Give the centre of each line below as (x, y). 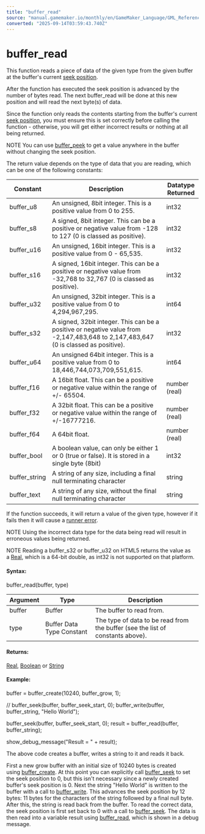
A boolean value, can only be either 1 (105, 448)
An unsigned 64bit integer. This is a (103, 355)
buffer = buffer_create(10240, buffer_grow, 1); (63, 693)
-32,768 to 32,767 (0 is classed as (103, 279)
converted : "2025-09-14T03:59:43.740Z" (57, 23)
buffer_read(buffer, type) (38, 585)
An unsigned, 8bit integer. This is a (101, 203)
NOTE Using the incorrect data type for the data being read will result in (96, 532)
